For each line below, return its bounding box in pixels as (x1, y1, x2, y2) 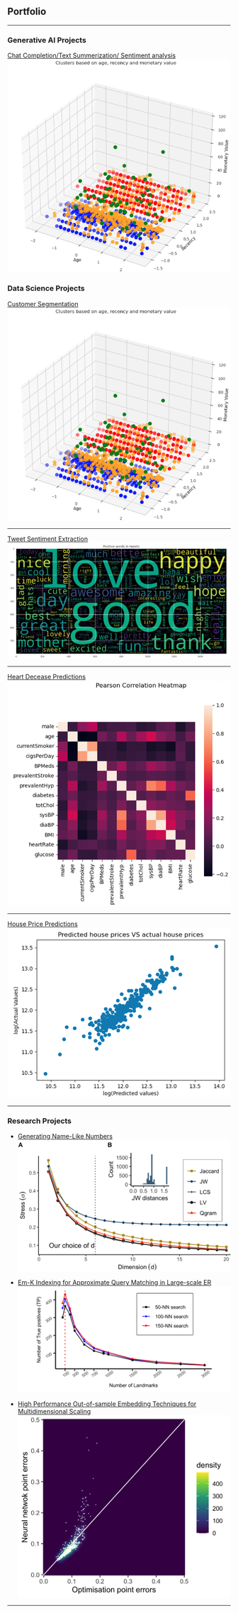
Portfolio (7, 6, 47, 18)
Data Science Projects (7, 284, 85, 294)
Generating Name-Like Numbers (17, 1132, 113, 1140)
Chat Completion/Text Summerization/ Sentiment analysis (7, 51, 176, 60)
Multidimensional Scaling (17, 1407, 91, 1416)
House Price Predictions (7, 920, 78, 928)
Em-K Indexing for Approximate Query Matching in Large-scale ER (17, 1278, 212, 1287)
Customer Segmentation (7, 299, 79, 308)
